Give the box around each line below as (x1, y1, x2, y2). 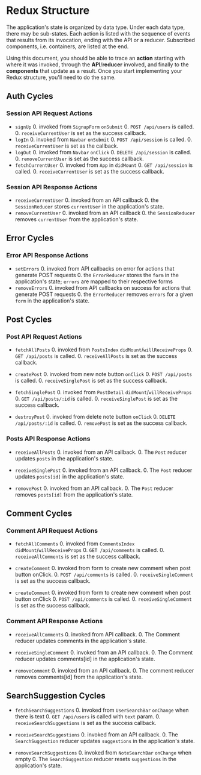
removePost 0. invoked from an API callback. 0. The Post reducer (14, 485, 174, 492)
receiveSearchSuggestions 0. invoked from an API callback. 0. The (14, 731, 178, 738)
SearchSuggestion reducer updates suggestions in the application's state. (14, 738, 195, 745)
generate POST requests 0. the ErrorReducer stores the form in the (14, 271, 179, 278)
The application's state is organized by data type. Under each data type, (6, 24, 185, 31)
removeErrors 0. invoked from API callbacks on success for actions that (14, 284, 191, 291)
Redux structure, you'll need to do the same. (6, 74, 116, 81)
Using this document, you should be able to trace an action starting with (6, 54, 185, 61)
